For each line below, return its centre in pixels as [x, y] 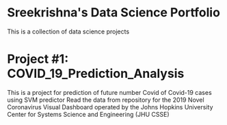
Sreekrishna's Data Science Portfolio [114, 13]
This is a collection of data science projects [68, 31]
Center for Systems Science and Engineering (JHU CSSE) [88, 114]
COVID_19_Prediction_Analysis [96, 74]
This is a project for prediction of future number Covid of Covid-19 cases [109, 92]
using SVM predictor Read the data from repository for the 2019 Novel [106, 100]
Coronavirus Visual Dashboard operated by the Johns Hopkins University [110, 107]
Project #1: [38, 59]
